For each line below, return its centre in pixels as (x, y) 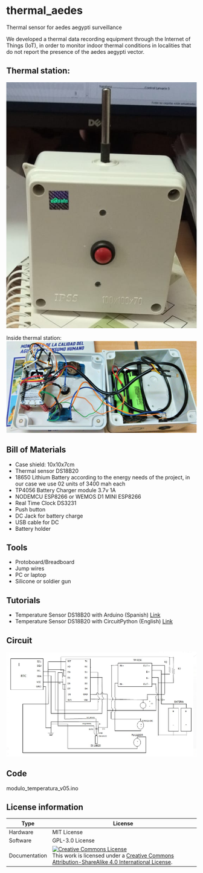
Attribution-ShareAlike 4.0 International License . (112, 862)
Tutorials (23, 600)
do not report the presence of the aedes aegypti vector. (76, 51)
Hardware (21, 832)
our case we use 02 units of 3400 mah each (70, 484)
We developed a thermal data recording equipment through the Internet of (98, 39)
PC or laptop (31, 575)
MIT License (68, 832)
